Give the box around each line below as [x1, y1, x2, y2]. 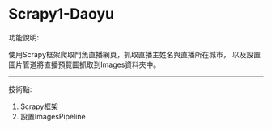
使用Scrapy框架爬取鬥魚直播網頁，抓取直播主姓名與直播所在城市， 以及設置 [8, 49, 261, 59]
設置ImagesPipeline [19, 111, 87, 121]
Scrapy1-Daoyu [8, 5, 115, 23]
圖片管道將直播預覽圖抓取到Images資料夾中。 [8, 60, 161, 69]
